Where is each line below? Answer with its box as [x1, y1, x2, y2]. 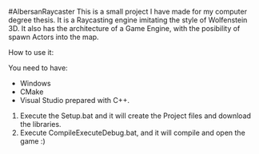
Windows [19, 79, 51, 88]
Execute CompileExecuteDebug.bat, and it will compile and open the [19, 128, 245, 137]
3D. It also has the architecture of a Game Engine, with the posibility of [8, 24, 241, 33]
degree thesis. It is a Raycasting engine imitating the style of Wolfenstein [8, 15, 248, 25]
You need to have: [8, 63, 68, 73]
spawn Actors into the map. [8, 32, 99, 41]
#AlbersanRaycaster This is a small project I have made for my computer [8, 7, 248, 16]
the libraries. [19, 120, 62, 128]
